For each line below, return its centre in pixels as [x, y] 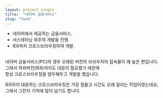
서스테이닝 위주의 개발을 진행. [41, 40]
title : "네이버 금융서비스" [31, 14]
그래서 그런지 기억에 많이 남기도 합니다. [43, 91]
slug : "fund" [19, 19]
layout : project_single [30, 10]
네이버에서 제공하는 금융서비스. [42, 34]
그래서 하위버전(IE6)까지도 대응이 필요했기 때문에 [53, 68]
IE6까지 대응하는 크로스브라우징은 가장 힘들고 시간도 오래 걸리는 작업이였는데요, [82, 85]
